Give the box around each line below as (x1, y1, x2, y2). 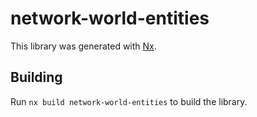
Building (10, 69, 63, 86)
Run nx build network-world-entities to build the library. (10, 95, 248, 107)
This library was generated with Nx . (10, 40, 157, 52)
